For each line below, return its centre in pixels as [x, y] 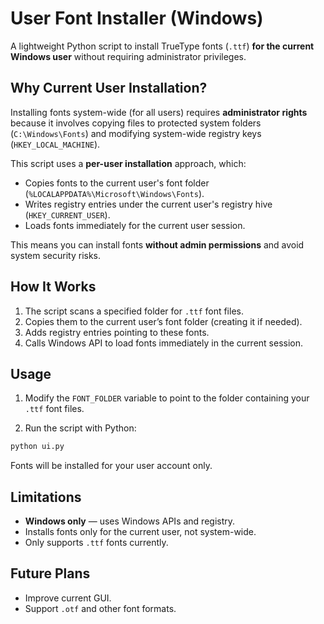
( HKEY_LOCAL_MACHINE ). [55, 144]
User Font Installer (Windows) [137, 18]
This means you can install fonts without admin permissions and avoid [157, 244]
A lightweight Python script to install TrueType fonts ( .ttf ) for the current [162, 46]
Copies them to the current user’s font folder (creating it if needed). [163, 321]
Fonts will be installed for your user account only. [111, 466]
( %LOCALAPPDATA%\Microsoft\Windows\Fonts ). [114, 193]
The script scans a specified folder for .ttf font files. [134, 311]
